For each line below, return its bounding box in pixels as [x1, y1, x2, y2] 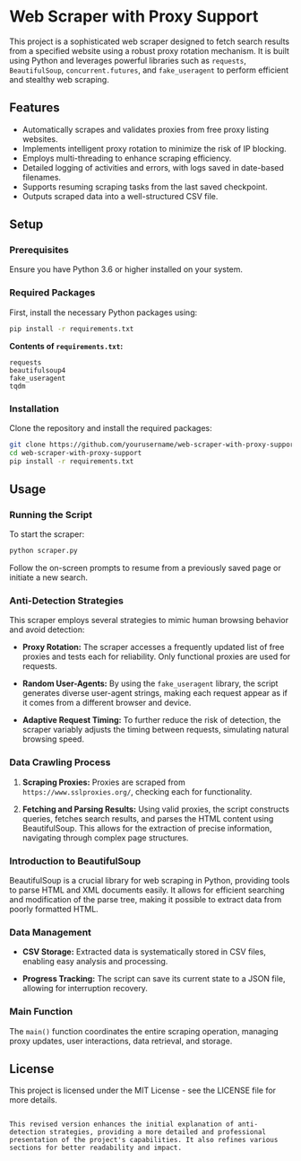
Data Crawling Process [9, 756, 111, 769]
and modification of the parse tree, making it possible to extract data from [9, 893, 282, 904]
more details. [9, 1095, 58, 1105]
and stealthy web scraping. [9, 74, 109, 84]
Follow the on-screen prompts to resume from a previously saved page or [9, 563, 281, 574]
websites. [21, 133, 58, 145]
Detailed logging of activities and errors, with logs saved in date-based [21, 162, 285, 172]
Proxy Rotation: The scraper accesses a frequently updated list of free [21, 642, 285, 653]
